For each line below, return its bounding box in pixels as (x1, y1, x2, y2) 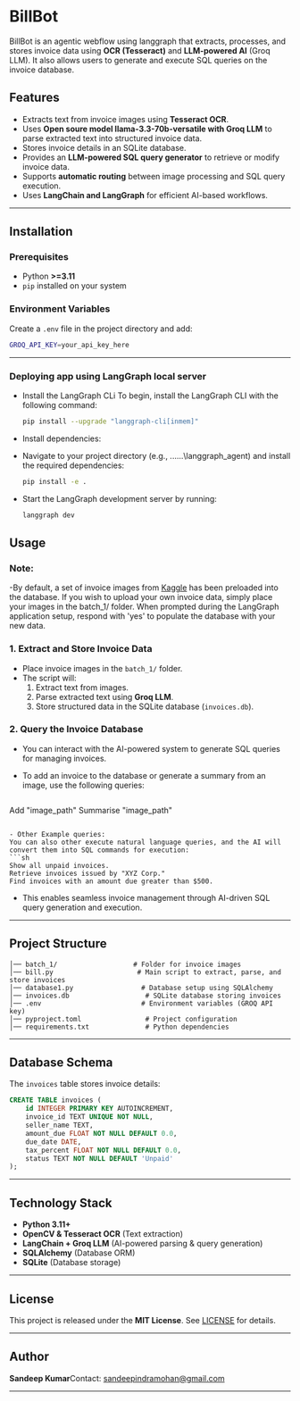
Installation (9, 224, 73, 239)
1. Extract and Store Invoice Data (9, 643, 153, 655)
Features (9, 90, 60, 105)
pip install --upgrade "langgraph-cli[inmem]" (21, 417, 199, 426)
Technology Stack (9, 1195, 112, 1211)
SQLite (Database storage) (21, 1257, 121, 1268)
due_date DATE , (25, 1137, 82, 1147)
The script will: (21, 672, 78, 683)
